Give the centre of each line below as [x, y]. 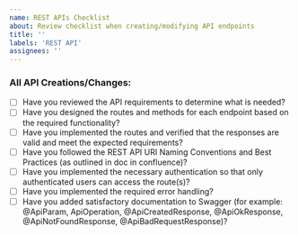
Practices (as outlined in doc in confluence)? [105, 162]
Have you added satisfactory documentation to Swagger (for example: [152, 201]
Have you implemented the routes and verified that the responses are [151, 132]
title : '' [28, 34]
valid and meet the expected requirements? [103, 142]
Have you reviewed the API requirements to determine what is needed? [153, 102]
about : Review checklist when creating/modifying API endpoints [132, 26]
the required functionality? [71, 122]
